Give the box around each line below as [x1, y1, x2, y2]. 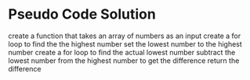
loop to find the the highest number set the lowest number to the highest [8, 39, 243, 48]
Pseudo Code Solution [8, 5, 157, 23]
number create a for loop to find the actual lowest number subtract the [8, 47, 236, 57]
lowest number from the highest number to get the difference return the [8, 56, 240, 65]
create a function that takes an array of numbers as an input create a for [8, 31, 241, 40]
